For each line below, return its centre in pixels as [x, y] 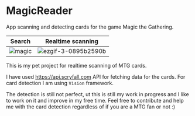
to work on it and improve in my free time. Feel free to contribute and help [95, 100]
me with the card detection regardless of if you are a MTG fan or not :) [91, 107]
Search [20, 41]
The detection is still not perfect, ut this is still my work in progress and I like [97, 94]
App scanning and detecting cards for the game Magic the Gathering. [90, 27]
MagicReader [40, 11]
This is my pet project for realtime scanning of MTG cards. [76, 65]
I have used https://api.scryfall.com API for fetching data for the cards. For [96, 76]
